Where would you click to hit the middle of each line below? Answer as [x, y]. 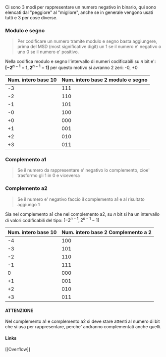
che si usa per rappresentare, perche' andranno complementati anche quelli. [83, 327]
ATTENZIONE [19, 310]
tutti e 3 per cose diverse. [31, 18]
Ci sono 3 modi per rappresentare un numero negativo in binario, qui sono [81, 7]
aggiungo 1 [28, 204]
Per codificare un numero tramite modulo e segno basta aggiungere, [87, 41]
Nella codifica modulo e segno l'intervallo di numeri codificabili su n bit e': [81, 61]
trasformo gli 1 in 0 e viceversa [49, 176]
